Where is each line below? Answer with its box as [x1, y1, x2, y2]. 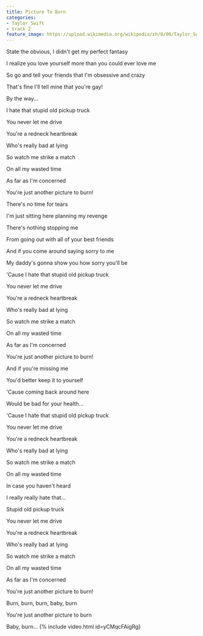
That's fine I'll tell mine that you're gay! [6, 83, 103, 91]
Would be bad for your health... [6, 400, 84, 408]
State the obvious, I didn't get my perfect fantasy [6, 48, 128, 55]
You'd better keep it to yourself [6, 377, 83, 384]
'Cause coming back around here [6, 388, 89, 396]
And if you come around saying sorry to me [6, 248, 115, 255]
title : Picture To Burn [6, 8, 66, 15]
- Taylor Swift [6, 20, 45, 26]
